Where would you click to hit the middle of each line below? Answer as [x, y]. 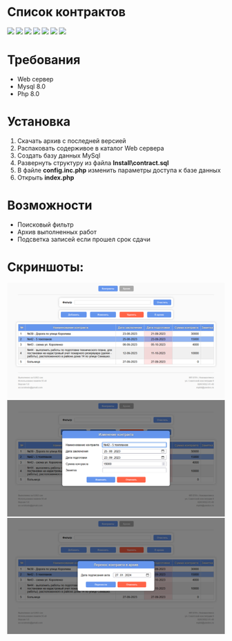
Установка [39, 122]
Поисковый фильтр [45, 224]
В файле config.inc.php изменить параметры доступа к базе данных [119, 170]
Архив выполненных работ [57, 231]
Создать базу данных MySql [59, 155]
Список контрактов [67, 12]
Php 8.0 [28, 93]
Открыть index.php [46, 178]
